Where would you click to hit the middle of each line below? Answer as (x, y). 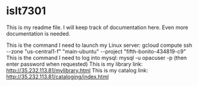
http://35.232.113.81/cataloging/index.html (58, 77)
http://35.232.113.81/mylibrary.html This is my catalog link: (77, 70)
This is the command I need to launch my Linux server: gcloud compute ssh (99, 45)
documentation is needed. (38, 33)
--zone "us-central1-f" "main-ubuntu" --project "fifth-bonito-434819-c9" (96, 51)
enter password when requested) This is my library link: (75, 64)
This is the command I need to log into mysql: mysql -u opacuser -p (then (97, 58)
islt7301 (26, 11)
